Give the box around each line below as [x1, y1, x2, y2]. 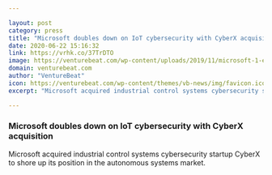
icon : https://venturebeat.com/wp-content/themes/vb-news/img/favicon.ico [8, 79, 266, 87]
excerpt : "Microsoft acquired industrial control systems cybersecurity [8, 87, 259, 95]
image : [8, 57, 31, 65]
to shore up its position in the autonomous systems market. [8, 157, 206, 167]
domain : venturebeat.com [8, 64, 92, 73]
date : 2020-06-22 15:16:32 [8, 41, 100, 49]
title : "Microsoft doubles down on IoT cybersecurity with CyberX [8, 34, 237, 42]
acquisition [8, 130, 54, 142]
